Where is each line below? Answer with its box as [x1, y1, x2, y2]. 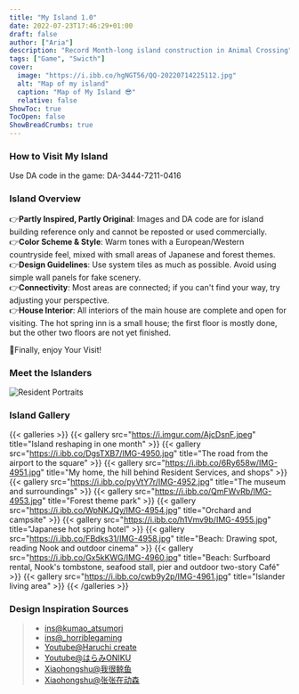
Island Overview [9, 192, 82, 205]
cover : [9, 63, 34, 72]
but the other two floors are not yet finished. [9, 327, 172, 338]
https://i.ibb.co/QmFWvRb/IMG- [154, 486, 272, 497]
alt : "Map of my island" [17, 79, 109, 88]
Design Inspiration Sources [9, 603, 129, 616]
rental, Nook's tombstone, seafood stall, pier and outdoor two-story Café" [9, 562, 280, 573]
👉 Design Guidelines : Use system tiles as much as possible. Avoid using [9, 259, 277, 270]
